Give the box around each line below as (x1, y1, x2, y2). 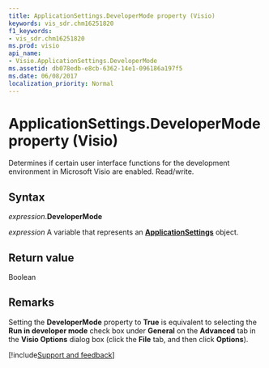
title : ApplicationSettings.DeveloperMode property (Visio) (8, 11, 216, 20)
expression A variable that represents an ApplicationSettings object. (8, 227, 239, 237)
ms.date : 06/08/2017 (8, 72, 79, 80)
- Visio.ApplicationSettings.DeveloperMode (8, 57, 158, 66)
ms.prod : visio (8, 42, 60, 50)
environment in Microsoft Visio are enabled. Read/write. (8, 167, 194, 176)
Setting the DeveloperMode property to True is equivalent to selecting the (8, 317, 258, 327)
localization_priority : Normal (8, 79, 114, 87)
